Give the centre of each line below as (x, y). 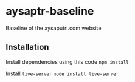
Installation (27, 47)
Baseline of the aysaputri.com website (54, 28)
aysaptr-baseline (50, 11)
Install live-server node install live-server (62, 73)
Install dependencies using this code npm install (67, 61)
